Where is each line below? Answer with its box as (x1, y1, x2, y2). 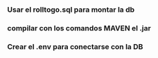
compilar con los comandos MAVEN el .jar (7, 23, 151, 32)
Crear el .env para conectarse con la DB (7, 41, 143, 51)
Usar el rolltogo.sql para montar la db (7, 5, 135, 14)
